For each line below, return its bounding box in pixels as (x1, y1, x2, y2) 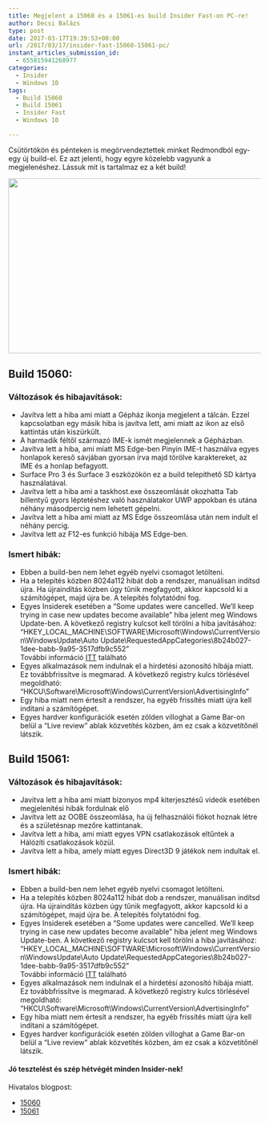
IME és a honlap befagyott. (19, 460, 109, 470)
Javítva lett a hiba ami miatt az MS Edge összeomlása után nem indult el (19, 512, 259, 521)
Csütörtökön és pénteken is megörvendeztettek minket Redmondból (8, 145, 234, 155)
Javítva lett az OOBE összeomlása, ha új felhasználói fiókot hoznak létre (19, 812, 258, 821)
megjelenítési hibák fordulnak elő (19, 803, 130, 813)
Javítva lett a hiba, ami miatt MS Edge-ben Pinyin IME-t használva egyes (19, 444, 259, 453)
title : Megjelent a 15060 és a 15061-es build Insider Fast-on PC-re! (8, 11, 249, 20)
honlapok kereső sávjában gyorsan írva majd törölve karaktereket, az (19, 452, 248, 462)
